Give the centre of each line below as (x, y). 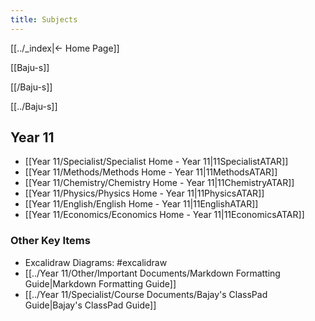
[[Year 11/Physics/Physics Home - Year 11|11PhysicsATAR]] (144, 193)
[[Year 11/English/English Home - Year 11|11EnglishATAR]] (141, 204)
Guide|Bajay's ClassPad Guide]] (90, 305)
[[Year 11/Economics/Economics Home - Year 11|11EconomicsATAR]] (164, 215)
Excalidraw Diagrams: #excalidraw (96, 262)
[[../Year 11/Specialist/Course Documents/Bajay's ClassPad (146, 294)
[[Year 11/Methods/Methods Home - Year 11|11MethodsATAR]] (151, 172)
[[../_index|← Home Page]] (65, 48)
